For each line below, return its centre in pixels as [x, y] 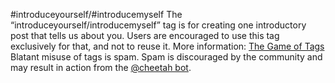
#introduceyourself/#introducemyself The [96, 14]
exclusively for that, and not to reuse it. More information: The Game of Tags [167, 46]
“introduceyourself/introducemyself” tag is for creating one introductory [158, 25]
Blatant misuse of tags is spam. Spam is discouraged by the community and [166, 57]
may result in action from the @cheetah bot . [101, 67]
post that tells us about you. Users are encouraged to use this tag [145, 35]
